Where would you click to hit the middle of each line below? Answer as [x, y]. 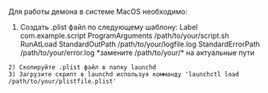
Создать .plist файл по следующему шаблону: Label [109, 27]
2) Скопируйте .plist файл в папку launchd [82, 67]
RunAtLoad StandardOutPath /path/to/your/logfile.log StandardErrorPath [140, 44]
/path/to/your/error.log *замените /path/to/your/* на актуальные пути [137, 53]
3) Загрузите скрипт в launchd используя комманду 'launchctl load [124, 75]
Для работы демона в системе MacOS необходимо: [98, 12]
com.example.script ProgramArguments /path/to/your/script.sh [124, 36]
